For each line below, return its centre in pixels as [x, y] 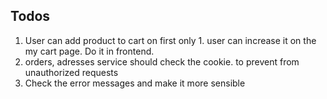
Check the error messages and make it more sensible [135, 83]
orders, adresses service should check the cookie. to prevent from [162, 61]
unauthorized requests [71, 72]
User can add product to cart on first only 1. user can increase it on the [170, 40]
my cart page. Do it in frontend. [89, 51]
